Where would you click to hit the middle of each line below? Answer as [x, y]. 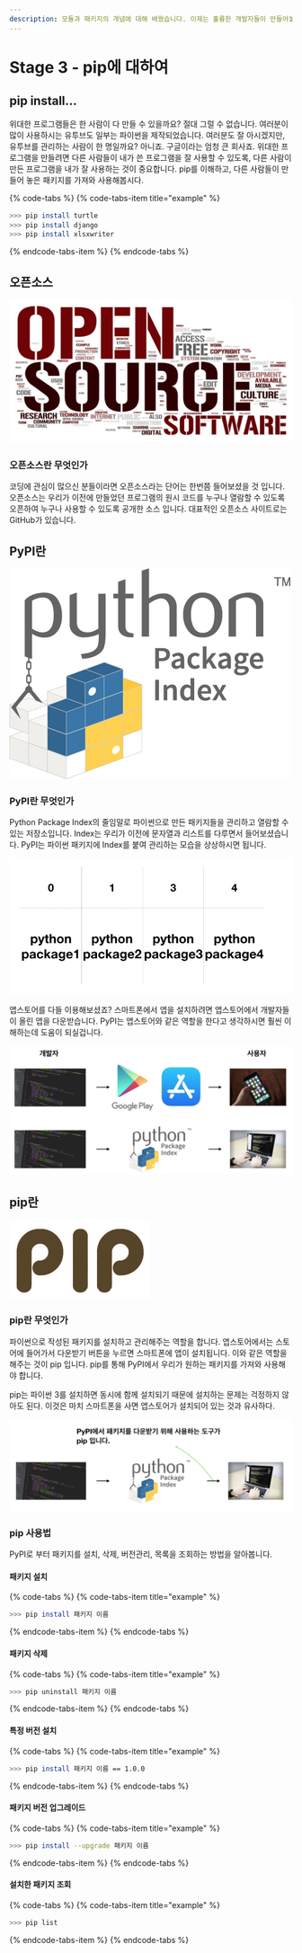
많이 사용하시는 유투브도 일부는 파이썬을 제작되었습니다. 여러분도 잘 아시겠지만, [147, 135]
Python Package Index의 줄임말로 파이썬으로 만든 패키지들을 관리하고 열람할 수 [149, 822]
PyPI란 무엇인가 [42, 802]
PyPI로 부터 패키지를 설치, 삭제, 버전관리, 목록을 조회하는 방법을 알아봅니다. [141, 1554]
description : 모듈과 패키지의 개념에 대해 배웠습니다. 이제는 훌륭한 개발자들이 [138, 19]
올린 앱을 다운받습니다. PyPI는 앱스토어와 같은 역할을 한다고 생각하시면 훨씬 [151, 1021]
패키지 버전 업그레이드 [48, 1807]
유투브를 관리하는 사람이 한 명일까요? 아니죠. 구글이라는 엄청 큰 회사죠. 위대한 [144, 146]
